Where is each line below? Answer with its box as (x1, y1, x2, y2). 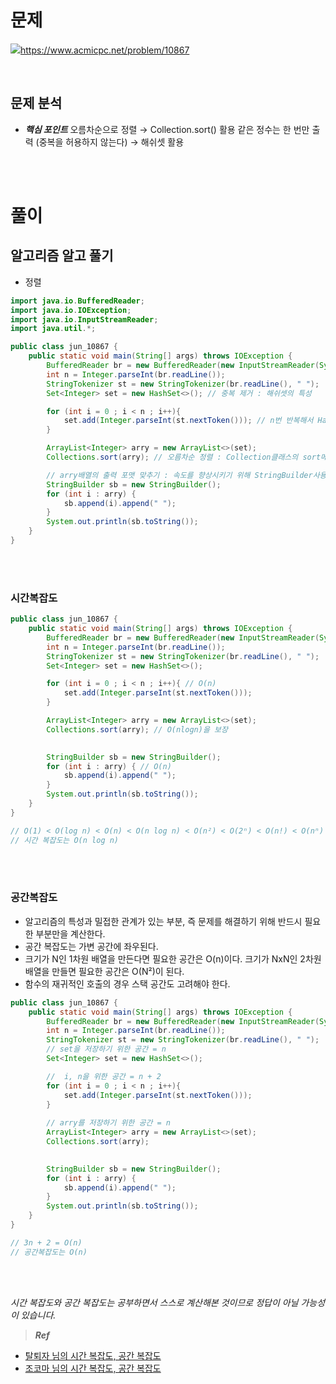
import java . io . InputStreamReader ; (10, 314, 159, 325)
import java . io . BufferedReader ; (10, 296, 145, 306)
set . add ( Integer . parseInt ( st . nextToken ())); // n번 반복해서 (63, 416, 314, 426)
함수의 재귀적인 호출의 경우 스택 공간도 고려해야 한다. (24, 977, 231, 990)
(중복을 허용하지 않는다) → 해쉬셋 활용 (35, 136, 185, 148)
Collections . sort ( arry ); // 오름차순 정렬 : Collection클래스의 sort (46, 452, 322, 462)
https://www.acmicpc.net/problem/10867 (20, 44, 190, 56)
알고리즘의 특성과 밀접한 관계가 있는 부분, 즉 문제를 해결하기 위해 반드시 (24, 915, 303, 927)
